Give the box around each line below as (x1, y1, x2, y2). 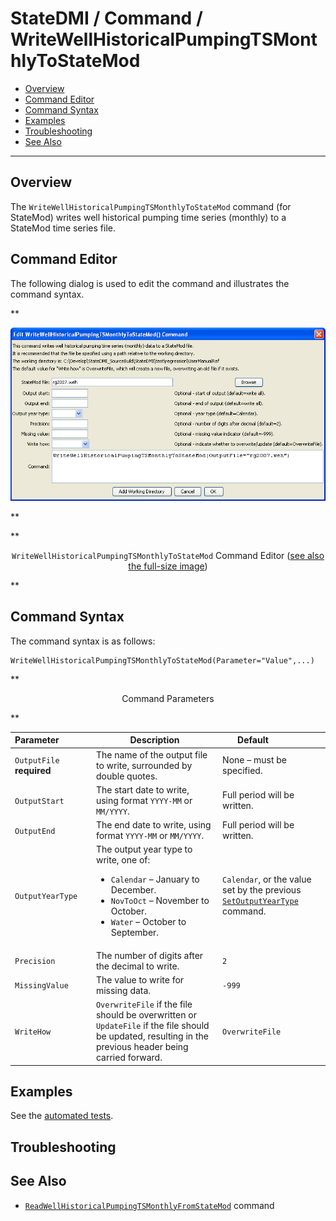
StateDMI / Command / (10, 7, 203, 30)
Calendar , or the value (222, 873, 312, 886)
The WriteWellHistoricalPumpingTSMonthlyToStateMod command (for (10, 200, 292, 212)
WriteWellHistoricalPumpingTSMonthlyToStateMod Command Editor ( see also (11, 549, 325, 561)
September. (110, 927, 160, 939)
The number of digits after (95, 949, 204, 961)
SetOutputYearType (222, 897, 299, 907)
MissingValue (14, 981, 69, 991)
